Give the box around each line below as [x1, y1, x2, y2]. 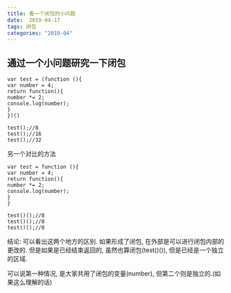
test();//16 [7, 131, 42, 137]
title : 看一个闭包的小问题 [7, 10, 76, 17]
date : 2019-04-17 [7, 17, 60, 24]
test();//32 [7, 137, 42, 144]
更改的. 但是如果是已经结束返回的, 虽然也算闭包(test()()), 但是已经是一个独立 [7, 246, 224, 254]
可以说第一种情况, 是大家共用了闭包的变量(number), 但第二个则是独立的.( [7, 269, 215, 278]
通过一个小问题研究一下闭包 [7, 57, 126, 69]
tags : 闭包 [7, 23, 37, 30]
